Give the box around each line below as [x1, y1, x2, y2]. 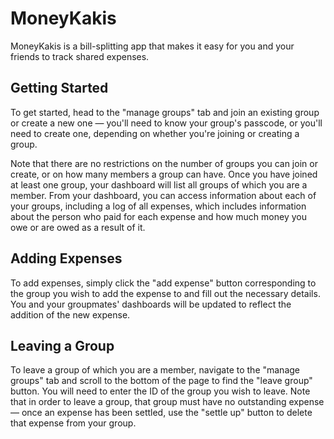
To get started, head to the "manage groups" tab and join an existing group [10, 106, 320, 118]
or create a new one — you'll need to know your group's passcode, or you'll [10, 117, 323, 129]
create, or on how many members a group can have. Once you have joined [10, 168, 318, 180]
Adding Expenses [10, 250, 123, 267]
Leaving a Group [10, 337, 115, 354]
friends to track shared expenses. [10, 50, 150, 62]
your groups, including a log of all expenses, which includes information [10, 200, 307, 212]
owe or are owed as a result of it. [10, 221, 146, 233]
